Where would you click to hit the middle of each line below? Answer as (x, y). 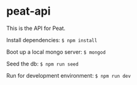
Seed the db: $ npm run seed (43, 64)
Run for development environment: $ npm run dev (69, 75)
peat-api (28, 11)
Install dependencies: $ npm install (52, 40)
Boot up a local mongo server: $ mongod (56, 52)
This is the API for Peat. (36, 28)
